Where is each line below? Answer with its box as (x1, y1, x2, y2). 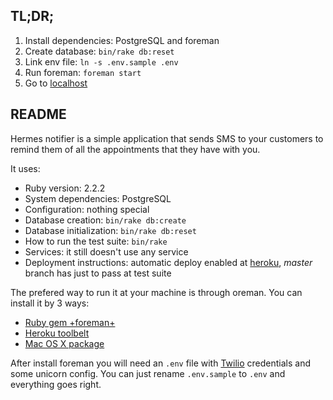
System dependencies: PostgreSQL (24, 192, 172, 204)
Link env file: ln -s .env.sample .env (24, 55, 179, 68)
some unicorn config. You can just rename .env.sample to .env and (10, 367, 286, 379)
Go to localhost (24, 77, 88, 89)
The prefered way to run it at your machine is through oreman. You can (10, 286, 303, 298)
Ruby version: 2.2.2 (24, 182, 106, 194)
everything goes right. (10, 378, 102, 390)
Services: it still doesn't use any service (24, 245, 189, 258)
